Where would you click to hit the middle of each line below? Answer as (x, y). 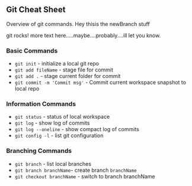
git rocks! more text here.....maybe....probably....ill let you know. (84, 35)
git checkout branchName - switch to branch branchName (85, 176)
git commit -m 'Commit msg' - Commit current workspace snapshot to (100, 83)
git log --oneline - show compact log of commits (77, 129)
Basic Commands (32, 51)
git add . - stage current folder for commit (68, 76)
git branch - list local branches (53, 164)
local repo (27, 89)
